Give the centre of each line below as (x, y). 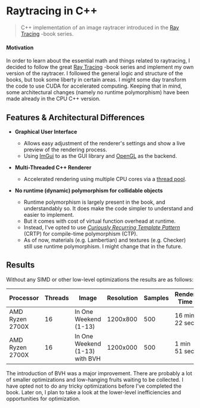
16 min (185, 315)
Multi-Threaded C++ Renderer (53, 167)
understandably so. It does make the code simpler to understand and (108, 208)
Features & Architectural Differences (75, 117)
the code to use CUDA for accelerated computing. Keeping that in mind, (94, 86)
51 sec (185, 351)
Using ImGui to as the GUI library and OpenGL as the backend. (100, 155)
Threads (57, 298)
